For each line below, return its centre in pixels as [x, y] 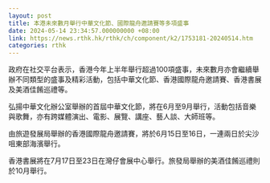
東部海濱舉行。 [40, 144]
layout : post [30, 16]
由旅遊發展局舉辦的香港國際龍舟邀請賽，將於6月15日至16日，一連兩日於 [127, 134]
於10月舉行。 [30, 171]
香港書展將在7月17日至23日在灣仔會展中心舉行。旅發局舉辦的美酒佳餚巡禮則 [134, 161]
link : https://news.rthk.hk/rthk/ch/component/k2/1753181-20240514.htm [131, 38]
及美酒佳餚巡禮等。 [40, 90]
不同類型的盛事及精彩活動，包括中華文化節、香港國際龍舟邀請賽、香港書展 [138, 79]
